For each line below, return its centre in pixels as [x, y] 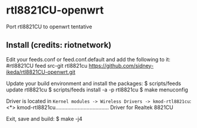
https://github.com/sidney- [121, 65]
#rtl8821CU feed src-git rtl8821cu [47, 65]
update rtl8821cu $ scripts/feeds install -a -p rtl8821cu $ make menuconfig [97, 90]
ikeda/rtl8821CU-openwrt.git [41, 72]
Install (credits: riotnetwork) [59, 45]
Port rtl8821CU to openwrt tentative [49, 27]
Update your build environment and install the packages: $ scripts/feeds [94, 83]
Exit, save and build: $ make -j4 [44, 119]
